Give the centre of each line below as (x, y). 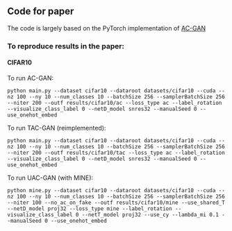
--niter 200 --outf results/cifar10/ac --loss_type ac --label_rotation (115, 103)
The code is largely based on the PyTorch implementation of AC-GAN (107, 28)
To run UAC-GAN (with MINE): (50, 178)
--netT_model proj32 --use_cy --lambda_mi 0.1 (150, 214)
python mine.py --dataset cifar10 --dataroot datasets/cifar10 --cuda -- (116, 190)
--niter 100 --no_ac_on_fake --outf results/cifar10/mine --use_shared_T (116, 203)
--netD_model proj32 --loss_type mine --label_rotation (90, 208)
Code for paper (41, 11)
